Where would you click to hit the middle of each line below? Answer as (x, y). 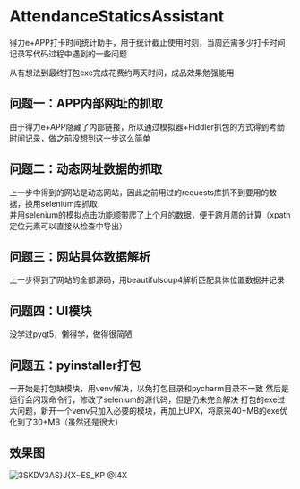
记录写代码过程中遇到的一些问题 (68, 53)
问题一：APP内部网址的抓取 (86, 103)
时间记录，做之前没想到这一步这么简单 (80, 138)
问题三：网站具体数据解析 (80, 257)
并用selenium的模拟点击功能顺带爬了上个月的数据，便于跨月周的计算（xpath (150, 214)
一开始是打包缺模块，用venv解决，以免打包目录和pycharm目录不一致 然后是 (149, 388)
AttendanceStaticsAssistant (117, 17)
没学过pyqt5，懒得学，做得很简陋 (71, 334)
